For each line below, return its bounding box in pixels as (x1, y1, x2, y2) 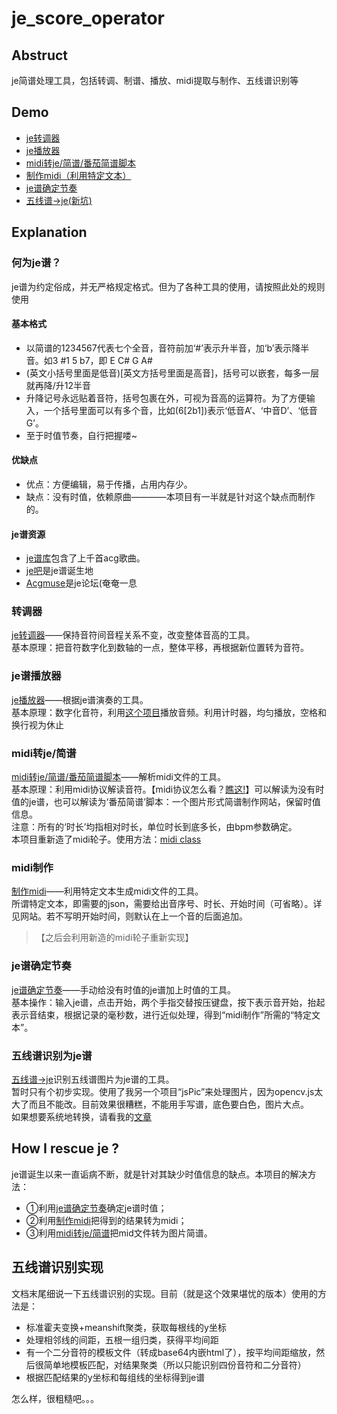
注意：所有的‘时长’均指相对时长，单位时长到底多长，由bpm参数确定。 (11, 821, 298, 832)
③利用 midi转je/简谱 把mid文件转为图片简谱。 (25, 1227, 213, 1239)
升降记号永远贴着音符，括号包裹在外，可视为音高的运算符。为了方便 (25, 392, 307, 404)
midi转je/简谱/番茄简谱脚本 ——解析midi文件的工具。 (11, 771, 226, 782)
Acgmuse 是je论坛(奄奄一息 (25, 577, 138, 589)
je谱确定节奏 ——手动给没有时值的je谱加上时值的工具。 (11, 983, 237, 996)
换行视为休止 (11, 718, 64, 731)
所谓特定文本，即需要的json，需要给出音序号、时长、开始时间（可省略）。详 (11, 898, 323, 910)
